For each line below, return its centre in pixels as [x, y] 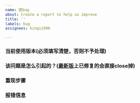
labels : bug [17, 24]
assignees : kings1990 [28, 28]
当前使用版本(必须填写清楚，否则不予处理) [56, 51]
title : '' [15, 19]
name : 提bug [17, 10]
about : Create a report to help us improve [51, 14]
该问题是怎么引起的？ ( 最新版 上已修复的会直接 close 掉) [70, 65]
